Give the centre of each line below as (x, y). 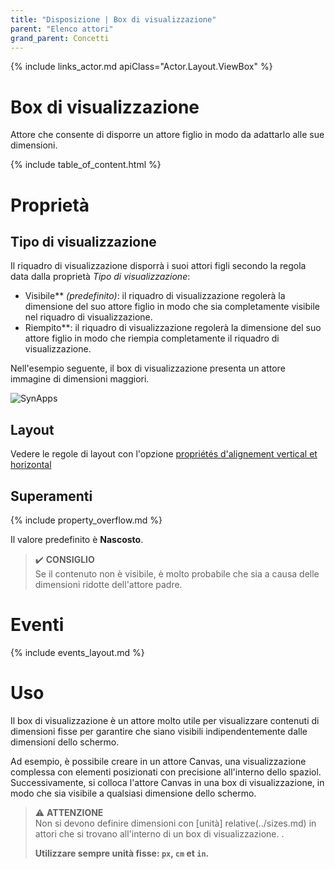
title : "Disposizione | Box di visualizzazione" (113, 19)
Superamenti (51, 496)
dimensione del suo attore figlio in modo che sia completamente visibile (172, 307)
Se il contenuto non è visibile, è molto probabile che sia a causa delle (177, 573)
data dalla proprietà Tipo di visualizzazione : (100, 277)
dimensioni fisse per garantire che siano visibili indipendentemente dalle (159, 731)
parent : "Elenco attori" (62, 29)
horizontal (31, 465)
